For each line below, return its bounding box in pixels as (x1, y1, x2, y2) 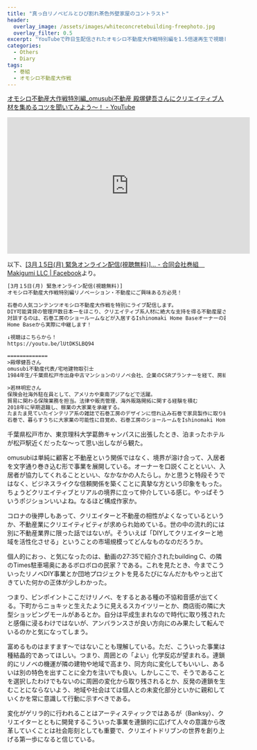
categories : (7, 42, 42, 49)
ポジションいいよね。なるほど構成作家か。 (19, 497, 141, 505)
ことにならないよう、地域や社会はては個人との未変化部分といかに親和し (12, 686, 220, 694)
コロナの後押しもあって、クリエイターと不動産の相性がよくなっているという (7, 512, 224, 520)
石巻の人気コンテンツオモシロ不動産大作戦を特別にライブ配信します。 (7, 302, 177, 309)
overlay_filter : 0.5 (13, 29, 73, 37)
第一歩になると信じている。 (19, 735, 98, 744)
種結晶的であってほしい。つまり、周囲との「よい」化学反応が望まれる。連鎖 (7, 651, 225, 659)
